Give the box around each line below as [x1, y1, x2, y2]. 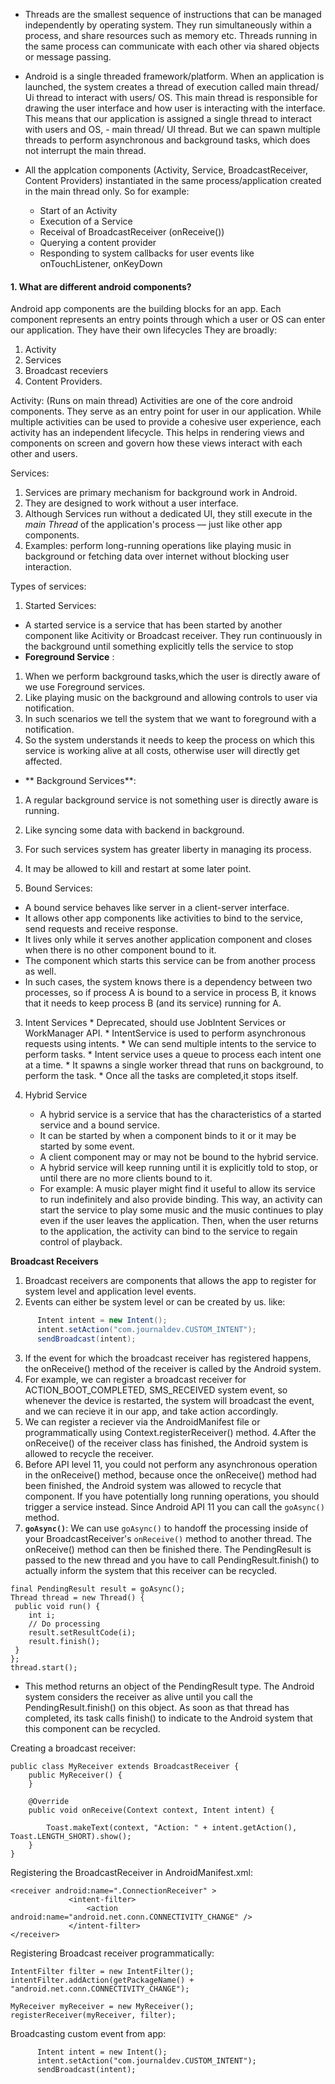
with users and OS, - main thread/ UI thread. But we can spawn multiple [24, 124, 321, 135]
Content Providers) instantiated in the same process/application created [24, 175, 322, 186]
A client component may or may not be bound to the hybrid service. [39, 1151, 319, 1163]
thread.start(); [10, 1662, 78, 1673]
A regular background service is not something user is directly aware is [24, 794, 319, 806]
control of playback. [39, 1236, 123, 1248]
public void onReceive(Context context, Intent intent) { [28, 1805, 275, 1815]
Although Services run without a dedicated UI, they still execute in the [24, 508, 313, 520]
